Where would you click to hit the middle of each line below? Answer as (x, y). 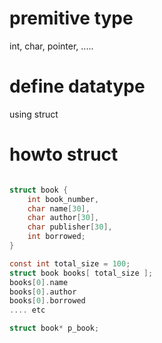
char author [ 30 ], (63, 218)
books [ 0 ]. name (39, 282)
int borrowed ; (56, 237)
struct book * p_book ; (54, 328)
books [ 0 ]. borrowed (47, 301)
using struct (34, 114)
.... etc (27, 310)
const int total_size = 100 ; (70, 263)
